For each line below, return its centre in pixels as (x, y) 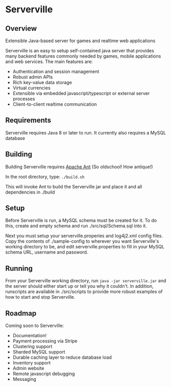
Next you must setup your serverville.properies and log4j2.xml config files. (84, 236)
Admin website (28, 369)
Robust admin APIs (33, 77)
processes (24, 99)
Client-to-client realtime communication (55, 104)
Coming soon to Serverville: (35, 326)
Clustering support (33, 346)
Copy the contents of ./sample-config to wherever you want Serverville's (82, 241)
